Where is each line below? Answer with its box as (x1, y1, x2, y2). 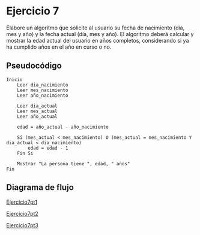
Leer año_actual (17, 113, 58, 120)
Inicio (6, 76, 23, 82)
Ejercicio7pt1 (6, 198, 38, 206)
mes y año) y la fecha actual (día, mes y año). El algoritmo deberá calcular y (6, 30, 194, 37)
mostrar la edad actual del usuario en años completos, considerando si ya (6, 37, 189, 44)
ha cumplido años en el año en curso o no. (6, 43, 112, 50)
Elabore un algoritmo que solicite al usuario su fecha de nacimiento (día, (6, 24, 185, 31)
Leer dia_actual (17, 103, 58, 109)
